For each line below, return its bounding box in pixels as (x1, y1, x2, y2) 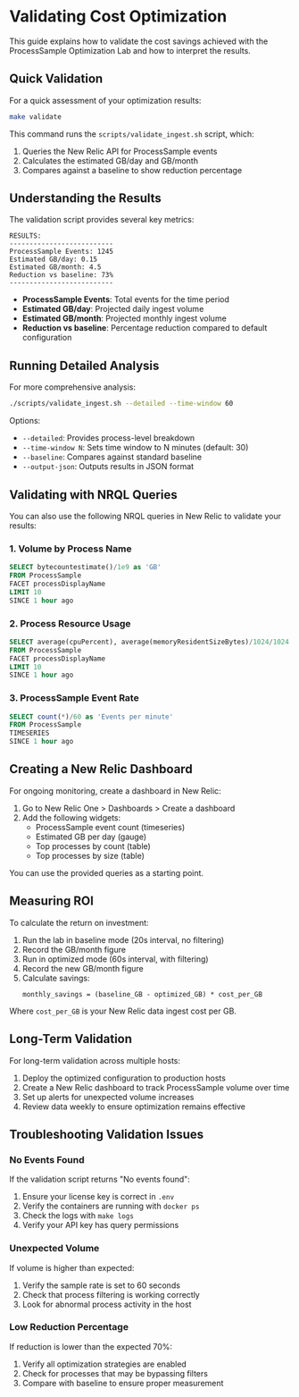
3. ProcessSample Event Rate (9, 692, 140, 704)
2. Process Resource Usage (9, 617, 131, 629)
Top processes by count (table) (35, 840, 152, 851)
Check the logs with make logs (21, 1210, 134, 1221)
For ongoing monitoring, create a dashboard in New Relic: (9, 785, 221, 796)
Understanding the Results (9, 190, 162, 206)
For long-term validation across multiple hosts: (9, 1055, 181, 1065)
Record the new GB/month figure (21, 963, 145, 973)
